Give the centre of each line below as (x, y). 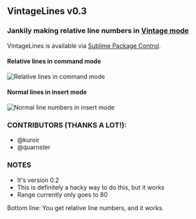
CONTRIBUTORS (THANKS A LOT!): (67, 125)
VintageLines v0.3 (47, 11)
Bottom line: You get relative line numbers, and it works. (85, 207)
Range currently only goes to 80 (62, 194)
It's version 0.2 (38, 180)
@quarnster (34, 147)
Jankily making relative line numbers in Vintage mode (98, 31)
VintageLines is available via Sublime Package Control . (84, 46)
